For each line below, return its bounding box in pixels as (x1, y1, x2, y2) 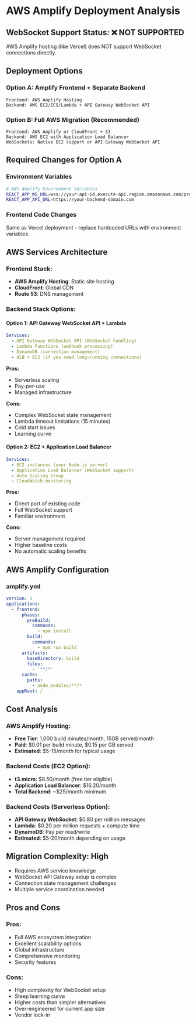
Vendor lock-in (14, 1011, 51, 1018)
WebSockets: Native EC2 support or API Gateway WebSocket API (6, 139, 160, 145)
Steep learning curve (14, 993, 65, 1000)
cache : (21, 672, 38, 678)
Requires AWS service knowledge (14, 867, 96, 874)
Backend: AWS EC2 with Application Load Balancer (6, 134, 129, 140)
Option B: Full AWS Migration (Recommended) (6, 115, 140, 124)
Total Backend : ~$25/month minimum (14, 788, 107, 795)
